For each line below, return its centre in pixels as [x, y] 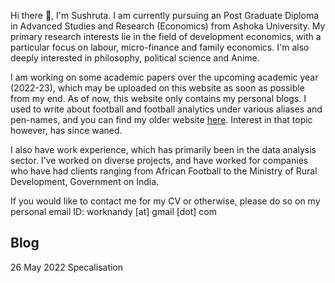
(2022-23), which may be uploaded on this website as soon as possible [157, 88]
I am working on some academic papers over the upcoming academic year [164, 77]
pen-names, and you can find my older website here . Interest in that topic [161, 119]
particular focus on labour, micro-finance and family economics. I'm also [160, 47]
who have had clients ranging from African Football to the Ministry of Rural [164, 171]
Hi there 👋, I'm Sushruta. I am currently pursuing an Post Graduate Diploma [165, 15]
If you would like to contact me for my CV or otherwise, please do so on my [165, 201]
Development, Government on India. [85, 181]
